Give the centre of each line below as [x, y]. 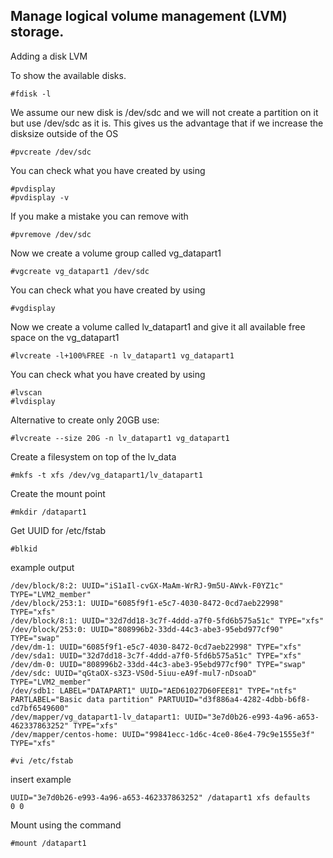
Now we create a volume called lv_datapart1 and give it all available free [158, 326]
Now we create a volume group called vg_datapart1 [116, 253]
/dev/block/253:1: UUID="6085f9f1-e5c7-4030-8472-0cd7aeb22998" [147, 603]
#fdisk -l [31, 94]
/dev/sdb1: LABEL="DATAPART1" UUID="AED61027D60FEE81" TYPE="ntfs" [154, 690]
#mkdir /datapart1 [48, 512]
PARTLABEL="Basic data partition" [82, 699]
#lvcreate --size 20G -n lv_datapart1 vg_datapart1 [120, 438]
